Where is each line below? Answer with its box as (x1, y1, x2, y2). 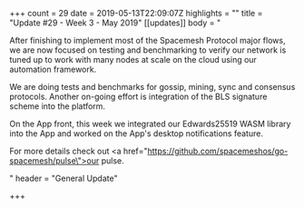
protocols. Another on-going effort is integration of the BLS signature (9, 91, 268, 102)
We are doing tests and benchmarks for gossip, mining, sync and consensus (9, 82, 296, 92)
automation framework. (9, 64, 97, 74)
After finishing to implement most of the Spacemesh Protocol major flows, (9, 35, 286, 45)
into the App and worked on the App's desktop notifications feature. (9, 128, 263, 139)
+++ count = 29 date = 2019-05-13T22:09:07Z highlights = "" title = (9, 8, 263, 18)
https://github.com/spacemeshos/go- (147, 145, 289, 156)
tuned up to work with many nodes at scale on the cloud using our (9, 54, 257, 64)
